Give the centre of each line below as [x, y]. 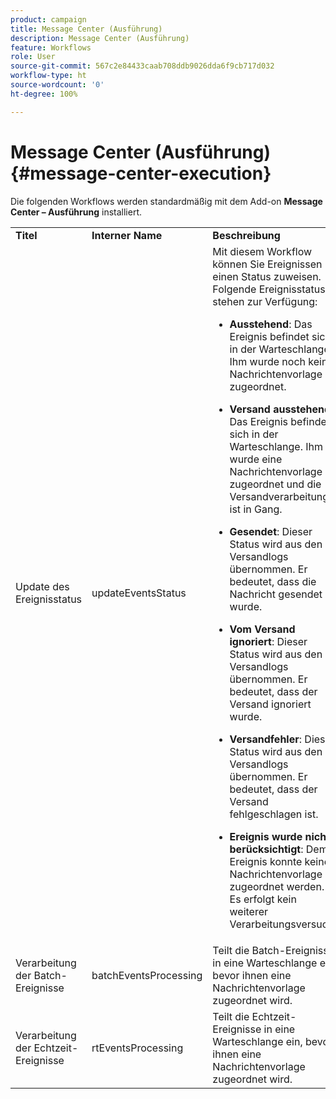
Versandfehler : [266, 739]
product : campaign [48, 19]
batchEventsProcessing [147, 975]
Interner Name [127, 235]
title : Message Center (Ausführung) [86, 29]
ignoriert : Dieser [268, 641]
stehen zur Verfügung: [265, 301]
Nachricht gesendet [276, 594]
